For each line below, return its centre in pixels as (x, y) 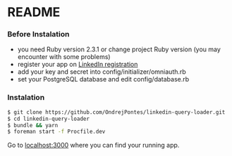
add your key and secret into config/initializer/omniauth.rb (102, 72)
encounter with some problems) (64, 57)
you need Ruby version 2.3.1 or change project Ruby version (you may (119, 49)
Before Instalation (38, 34)
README (34, 12)
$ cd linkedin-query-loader (49, 119)
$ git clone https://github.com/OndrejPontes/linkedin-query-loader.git (116, 112)
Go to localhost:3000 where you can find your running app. (93, 145)
